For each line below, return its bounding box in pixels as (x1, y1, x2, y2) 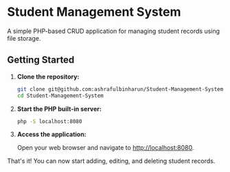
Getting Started (7, 54, 75, 66)
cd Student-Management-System (16, 92, 104, 99)
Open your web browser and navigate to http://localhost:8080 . (16, 144, 194, 152)
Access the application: (16, 130, 87, 138)
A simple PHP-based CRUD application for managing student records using (7, 27, 220, 35)
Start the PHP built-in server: (16, 105, 102, 113)
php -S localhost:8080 (16, 118, 82, 125)
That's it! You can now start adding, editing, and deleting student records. (7, 157, 216, 165)
